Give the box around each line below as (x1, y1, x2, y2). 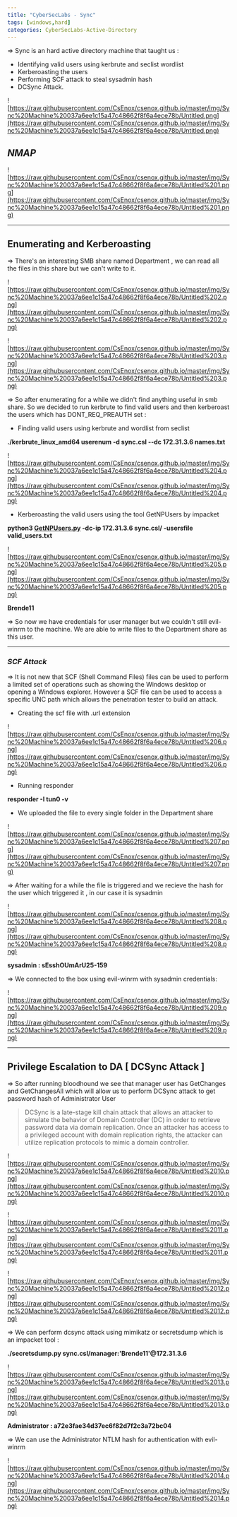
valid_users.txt (7, 531, 53, 540)
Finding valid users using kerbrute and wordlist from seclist (17, 424, 190, 432)
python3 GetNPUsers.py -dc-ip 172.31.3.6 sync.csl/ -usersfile (7, 524, 193, 532)
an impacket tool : (7, 1335, 59, 1344)
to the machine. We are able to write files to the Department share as (27, 625, 227, 633)
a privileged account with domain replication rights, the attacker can (24, 1131, 224, 1139)
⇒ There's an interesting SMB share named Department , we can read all (7, 256, 219, 265)
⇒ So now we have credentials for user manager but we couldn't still (7, 618, 207, 625)
